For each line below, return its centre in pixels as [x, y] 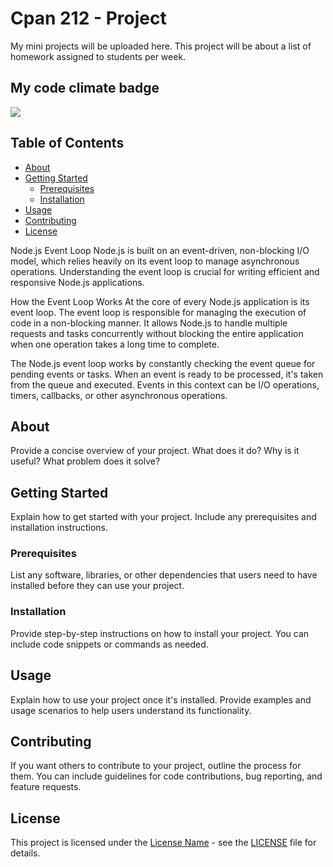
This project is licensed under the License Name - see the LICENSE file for [163, 843]
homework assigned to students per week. [98, 56]
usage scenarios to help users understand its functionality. [131, 710]
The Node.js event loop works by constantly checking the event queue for [163, 363]
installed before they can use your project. [97, 586]
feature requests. [46, 787]
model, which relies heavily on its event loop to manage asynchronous [155, 261]
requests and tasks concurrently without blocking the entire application [157, 333]
